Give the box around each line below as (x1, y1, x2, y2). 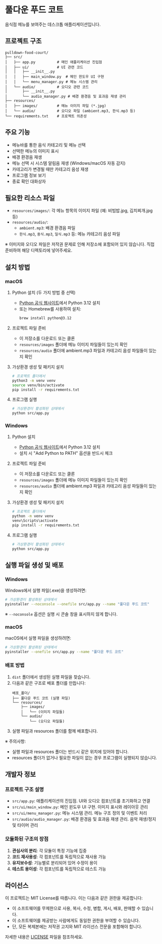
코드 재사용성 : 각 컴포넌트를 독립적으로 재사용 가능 (12, 854, 106, 859)
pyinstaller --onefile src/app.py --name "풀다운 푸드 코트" (5, 650, 124, 654)
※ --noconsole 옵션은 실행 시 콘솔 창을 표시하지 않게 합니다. (5, 611, 118, 617)
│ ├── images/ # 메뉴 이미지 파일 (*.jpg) (5, 103, 106, 108)
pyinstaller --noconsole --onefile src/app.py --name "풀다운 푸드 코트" (5, 602, 150, 607)
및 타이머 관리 (12, 822, 38, 828)
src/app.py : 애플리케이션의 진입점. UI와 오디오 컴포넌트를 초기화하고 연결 (12, 798, 151, 804)
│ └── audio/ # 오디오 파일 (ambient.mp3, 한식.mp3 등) (5, 108, 136, 113)
